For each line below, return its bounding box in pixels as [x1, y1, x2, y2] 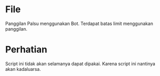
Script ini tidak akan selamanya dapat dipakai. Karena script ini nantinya [5, 60, 155, 67]
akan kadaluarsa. [5, 66, 41, 72]
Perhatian [5, 44, 47, 56]
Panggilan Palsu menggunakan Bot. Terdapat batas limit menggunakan [5, 20, 153, 27]
